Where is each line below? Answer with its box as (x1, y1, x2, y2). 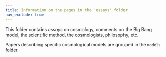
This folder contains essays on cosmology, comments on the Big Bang (5, 26, 152, 32)
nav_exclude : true (5, 12, 44, 17)
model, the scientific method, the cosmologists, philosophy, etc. (5, 32, 139, 38)
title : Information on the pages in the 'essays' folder (5, 7, 128, 13)
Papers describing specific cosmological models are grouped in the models (5, 41, 161, 47)
